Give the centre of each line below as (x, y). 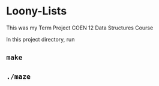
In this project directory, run (40, 39)
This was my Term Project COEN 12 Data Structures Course (80, 28)
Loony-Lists (37, 11)
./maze (19, 76)
